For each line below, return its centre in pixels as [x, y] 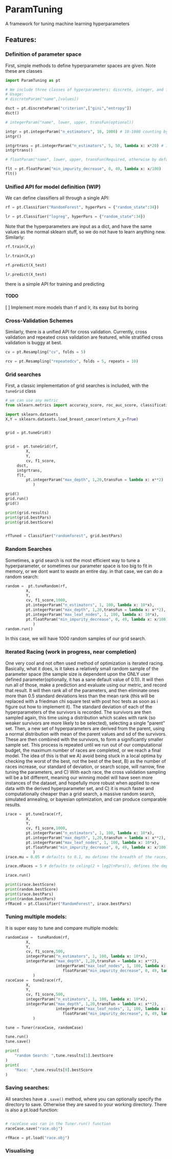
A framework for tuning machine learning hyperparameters [67, 24]
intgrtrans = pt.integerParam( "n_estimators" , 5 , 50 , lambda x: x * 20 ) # [84, 146]
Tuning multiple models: [36, 917]
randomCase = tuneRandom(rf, [38, 937]
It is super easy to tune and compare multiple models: [62, 928]
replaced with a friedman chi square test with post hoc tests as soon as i [82, 701]
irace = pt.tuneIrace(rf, [34, 814]
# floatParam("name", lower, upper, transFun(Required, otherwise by [81, 160]
